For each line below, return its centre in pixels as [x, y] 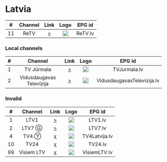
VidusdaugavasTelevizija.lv [128, 81]
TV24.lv [97, 144]
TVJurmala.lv [128, 70]
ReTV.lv [85, 33]
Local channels [24, 48]
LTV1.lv [98, 120]
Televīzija [38, 84]
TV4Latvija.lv [97, 136]
